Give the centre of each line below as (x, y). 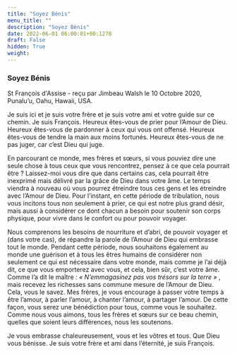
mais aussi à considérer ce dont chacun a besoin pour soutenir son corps (114, 211)
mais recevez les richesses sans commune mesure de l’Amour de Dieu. (110, 285)
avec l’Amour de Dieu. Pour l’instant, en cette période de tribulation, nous (114, 196)
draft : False (26, 40)
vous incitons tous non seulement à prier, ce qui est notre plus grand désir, (116, 203)
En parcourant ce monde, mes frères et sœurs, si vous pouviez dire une (112, 158)
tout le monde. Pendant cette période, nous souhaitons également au (108, 247)
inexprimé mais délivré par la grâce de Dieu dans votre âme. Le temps (109, 181)
